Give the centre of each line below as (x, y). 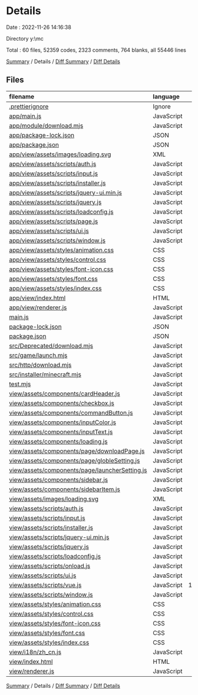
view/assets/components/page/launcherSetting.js (78, 470)
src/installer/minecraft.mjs (45, 374)
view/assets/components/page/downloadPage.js (77, 451)
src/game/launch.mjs (38, 355)
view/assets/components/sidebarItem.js (65, 489)
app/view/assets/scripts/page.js (54, 221)
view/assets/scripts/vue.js (45, 585)
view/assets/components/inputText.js (61, 432)
